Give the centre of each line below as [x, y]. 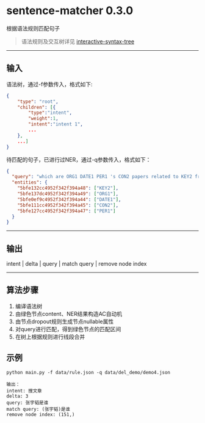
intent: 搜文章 [24, 391]
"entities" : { [30, 182]
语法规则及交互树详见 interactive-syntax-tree [78, 41]
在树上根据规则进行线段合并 [50, 337]
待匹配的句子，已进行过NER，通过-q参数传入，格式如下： [79, 159]
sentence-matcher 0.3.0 [70, 11]
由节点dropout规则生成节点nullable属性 [64, 321]
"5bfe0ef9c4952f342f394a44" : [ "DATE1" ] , [69, 200]
